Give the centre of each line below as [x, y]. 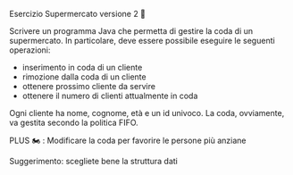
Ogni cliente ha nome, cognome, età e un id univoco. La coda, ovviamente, [147, 113]
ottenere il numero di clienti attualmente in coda [110, 96]
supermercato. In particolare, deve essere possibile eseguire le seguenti [142, 41]
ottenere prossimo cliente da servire [89, 86]
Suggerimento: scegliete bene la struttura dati [94, 161]
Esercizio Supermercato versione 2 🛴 [77, 14]
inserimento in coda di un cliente [82, 67]
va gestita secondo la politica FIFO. [74, 122]
